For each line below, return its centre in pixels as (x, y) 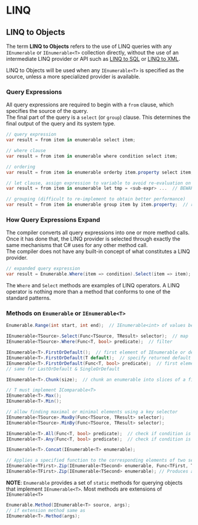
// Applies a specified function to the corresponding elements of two (96, 461)
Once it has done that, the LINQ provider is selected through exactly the (93, 239)
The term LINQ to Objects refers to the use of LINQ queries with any (89, 46)
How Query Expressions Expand (53, 219)
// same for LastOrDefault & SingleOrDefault (63, 369)
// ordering (21, 167)
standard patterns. (29, 298)
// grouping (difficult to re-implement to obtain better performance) (96, 199)
